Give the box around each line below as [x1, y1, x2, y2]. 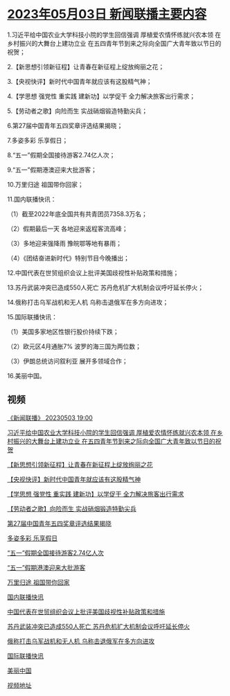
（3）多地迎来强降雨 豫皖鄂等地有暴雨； [7, 239, 123, 247]
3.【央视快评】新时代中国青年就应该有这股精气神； [7, 77, 152, 85]
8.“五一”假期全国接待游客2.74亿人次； [7, 150, 116, 159]
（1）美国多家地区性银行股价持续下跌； [7, 327, 119, 336]
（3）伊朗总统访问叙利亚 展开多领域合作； [7, 357, 128, 365]
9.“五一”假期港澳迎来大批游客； [7, 166, 97, 174]
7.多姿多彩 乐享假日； [7, 136, 69, 144]
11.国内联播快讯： [7, 195, 57, 203]
